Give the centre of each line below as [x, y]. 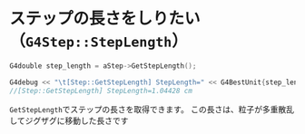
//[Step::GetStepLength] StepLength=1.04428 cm [101, 91]
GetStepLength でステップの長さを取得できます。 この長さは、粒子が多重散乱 [152, 109]
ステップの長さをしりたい [105, 19]
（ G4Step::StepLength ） [98, 41]
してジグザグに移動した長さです [69, 120]
